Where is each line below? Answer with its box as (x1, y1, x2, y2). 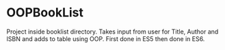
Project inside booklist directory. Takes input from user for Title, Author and (6, 27, 219, 36)
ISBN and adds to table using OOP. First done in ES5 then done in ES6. (6, 34, 205, 42)
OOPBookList (6, 5, 83, 21)
